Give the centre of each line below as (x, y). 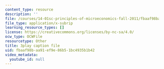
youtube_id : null (27, 59)
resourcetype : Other (26, 41)
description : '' (21, 14)
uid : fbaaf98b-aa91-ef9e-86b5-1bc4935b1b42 (50, 50)
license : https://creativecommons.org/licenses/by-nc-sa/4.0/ (70, 32)
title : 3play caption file (32, 46)
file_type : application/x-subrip (39, 23)
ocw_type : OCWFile (24, 37)
